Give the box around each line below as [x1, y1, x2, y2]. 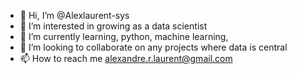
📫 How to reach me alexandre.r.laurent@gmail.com [19, 53, 233, 64]
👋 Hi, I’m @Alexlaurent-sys [19, 10, 130, 21]
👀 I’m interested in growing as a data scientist [19, 20, 208, 32]
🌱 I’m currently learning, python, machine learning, [19, 31, 229, 42]
